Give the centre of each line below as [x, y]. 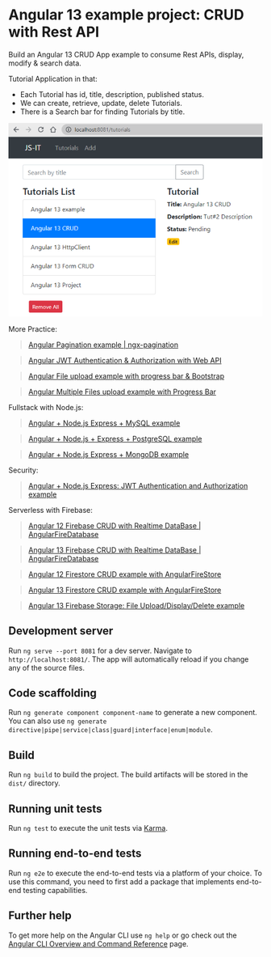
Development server [61, 631]
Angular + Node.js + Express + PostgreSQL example [115, 438]
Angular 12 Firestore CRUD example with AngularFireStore [125, 574]
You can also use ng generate [58, 721]
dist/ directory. [34, 783]
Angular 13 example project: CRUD [126, 15]
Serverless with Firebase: [50, 510]
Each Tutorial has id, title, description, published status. [112, 94]
